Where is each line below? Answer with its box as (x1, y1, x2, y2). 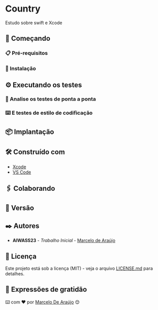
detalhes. (5, 271, 25, 277)
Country (5, 3, 41, 15)
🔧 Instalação (5, 65, 36, 72)
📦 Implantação (5, 127, 54, 136)
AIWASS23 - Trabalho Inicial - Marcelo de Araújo (12, 238, 116, 244)
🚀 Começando (5, 34, 50, 43)
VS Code (12, 169, 31, 175)
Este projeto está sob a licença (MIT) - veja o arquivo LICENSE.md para (5, 265, 153, 272)
